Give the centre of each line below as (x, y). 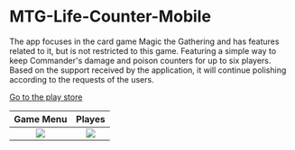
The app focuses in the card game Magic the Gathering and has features (144, 41)
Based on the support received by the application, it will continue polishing (148, 70)
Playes (91, 119)
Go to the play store (46, 97)
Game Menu (41, 119)
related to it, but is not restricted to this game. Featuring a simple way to (143, 50)
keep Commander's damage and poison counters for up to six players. (140, 60)
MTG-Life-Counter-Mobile (111, 17)
